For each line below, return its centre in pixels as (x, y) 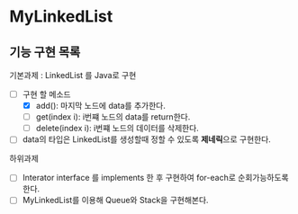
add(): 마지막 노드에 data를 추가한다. (101, 106)
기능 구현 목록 (45, 52)
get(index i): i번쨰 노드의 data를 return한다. (113, 117)
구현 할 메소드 (46, 94)
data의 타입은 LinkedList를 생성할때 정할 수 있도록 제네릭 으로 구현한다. (147, 139)
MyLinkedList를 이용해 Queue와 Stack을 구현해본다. (115, 201)
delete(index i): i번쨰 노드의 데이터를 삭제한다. (117, 129)
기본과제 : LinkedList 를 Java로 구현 (73, 75)
